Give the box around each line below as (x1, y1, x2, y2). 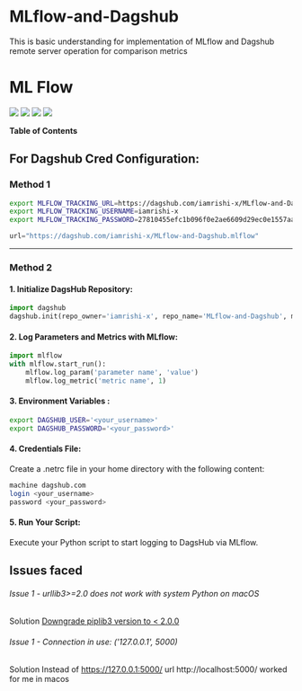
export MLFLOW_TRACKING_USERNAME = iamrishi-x (9, 207, 179, 217)
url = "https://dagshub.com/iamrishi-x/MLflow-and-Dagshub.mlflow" (9, 232, 259, 241)
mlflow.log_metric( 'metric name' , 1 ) (25, 376, 167, 385)
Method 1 (9, 178, 51, 190)
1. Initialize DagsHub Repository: (9, 283, 133, 294)
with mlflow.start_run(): (9, 359, 106, 369)
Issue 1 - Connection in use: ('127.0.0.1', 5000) (9, 636, 178, 647)
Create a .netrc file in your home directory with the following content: (9, 463, 265, 474)
